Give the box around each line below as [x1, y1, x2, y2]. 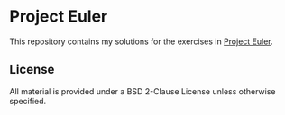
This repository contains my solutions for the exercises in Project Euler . [9, 36, 273, 47]
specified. [9, 95, 47, 106]
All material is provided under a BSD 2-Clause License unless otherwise [9, 85, 276, 96]
